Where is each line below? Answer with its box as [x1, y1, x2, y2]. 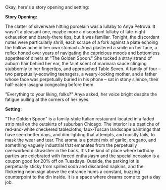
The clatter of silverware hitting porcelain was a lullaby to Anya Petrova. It [5, 23, 156, 29]
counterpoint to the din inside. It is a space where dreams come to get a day [5, 174, 161, 180]
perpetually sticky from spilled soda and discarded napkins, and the [5, 164, 144, 169]
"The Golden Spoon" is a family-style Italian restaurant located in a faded [5, 116, 155, 121]
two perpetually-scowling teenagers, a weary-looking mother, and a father [5, 71, 157, 77]
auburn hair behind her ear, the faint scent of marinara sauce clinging [5, 61, 147, 66]
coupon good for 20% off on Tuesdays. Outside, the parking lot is [5, 158, 140, 164]
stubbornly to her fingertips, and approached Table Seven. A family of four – [5, 66, 161, 72]
